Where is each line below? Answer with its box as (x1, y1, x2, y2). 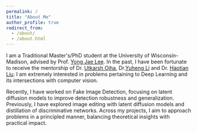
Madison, (6, 58, 29, 65)
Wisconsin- (151, 52, 179, 59)
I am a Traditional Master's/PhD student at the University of (6, 52, 150, 59)
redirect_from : (6, 25, 44, 31)
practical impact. (6, 120, 47, 126)
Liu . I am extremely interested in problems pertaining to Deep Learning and (6, 71, 188, 77)
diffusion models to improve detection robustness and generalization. (6, 94, 175, 101)
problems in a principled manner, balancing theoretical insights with (6, 113, 170, 120)
